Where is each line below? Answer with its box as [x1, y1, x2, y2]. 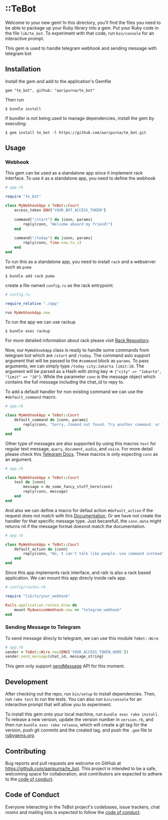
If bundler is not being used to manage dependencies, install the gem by [5, 115, 154, 121]
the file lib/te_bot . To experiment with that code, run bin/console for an [5, 30, 154, 36]
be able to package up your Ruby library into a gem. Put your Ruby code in [5, 24, 159, 30]
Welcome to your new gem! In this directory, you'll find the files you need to [5, 19, 161, 25]
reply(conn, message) [23, 489, 68, 494]
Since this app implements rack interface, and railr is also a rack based [5, 569, 151, 575]
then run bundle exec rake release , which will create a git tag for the [5, 722, 147, 728]
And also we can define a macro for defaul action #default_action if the [5, 507, 153, 513]
